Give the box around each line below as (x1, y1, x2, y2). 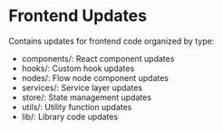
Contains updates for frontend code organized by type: (8, 35, 215, 46)
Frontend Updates (8, 5, 147, 26)
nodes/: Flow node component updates (21, 72, 170, 83)
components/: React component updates (21, 53, 175, 64)
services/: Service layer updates (21, 82, 142, 93)
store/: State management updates (21, 92, 151, 103)
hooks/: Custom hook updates (21, 63, 135, 74)
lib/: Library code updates (21, 111, 119, 122)
